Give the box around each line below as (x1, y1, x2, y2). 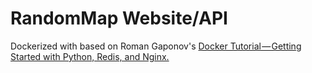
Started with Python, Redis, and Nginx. (10, 50, 170, 62)
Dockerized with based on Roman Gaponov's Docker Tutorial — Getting (10, 40, 302, 52)
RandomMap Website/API (10, 7, 228, 30)
